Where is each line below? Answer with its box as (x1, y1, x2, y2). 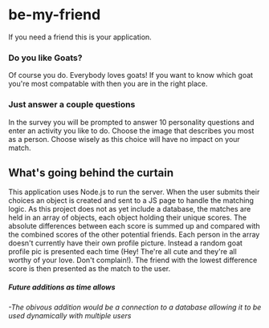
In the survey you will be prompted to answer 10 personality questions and (8, 117, 255, 127)
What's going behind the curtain (8, 166, 174, 180)
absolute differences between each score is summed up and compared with (8, 221, 261, 231)
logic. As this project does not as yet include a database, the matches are (8, 204, 251, 214)
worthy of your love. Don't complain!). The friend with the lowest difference (8, 255, 258, 265)
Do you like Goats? (8, 52, 83, 63)
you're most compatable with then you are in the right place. (8, 79, 208, 89)
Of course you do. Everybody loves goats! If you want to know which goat (8, 71, 254, 80)
